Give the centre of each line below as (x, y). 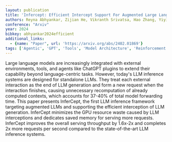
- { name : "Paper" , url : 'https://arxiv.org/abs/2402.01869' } (77, 44)
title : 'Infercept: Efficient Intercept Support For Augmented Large (81, 15)
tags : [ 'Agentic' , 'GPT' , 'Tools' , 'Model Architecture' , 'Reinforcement (86, 48)
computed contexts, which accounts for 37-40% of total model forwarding (84, 96)
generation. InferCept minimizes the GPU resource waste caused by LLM (82, 112)
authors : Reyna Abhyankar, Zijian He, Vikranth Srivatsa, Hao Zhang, (81, 20)
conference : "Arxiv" (27, 24)
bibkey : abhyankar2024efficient (40, 34)
